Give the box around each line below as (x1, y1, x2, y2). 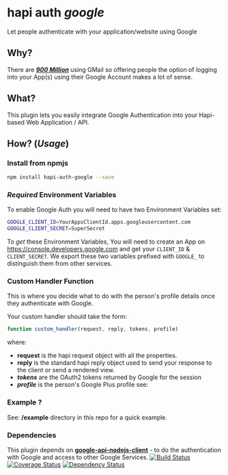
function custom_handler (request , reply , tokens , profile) (7, 326, 179, 333)
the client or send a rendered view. (16, 366, 115, 374)
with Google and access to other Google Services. (7, 453, 149, 461)
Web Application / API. (26, 118, 89, 126)
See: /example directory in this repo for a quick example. (7, 413, 168, 422)
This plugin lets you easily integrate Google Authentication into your (7, 111, 198, 119)
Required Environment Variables (7, 190, 117, 200)
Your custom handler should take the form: (7, 313, 128, 321)
